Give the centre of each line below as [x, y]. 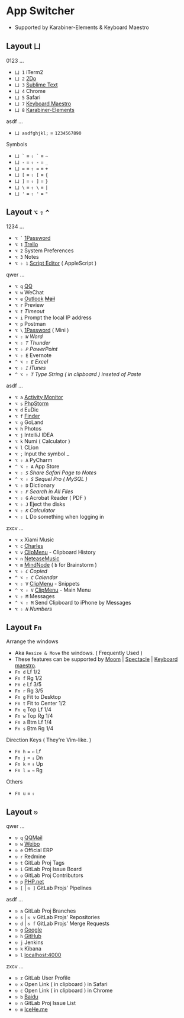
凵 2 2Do [25, 78]
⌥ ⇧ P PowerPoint [36, 349]
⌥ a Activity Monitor [39, 397]
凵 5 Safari [28, 97]
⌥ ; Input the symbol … [42, 454]
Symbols [17, 144]
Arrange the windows [32, 641]
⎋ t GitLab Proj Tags [40, 863]
